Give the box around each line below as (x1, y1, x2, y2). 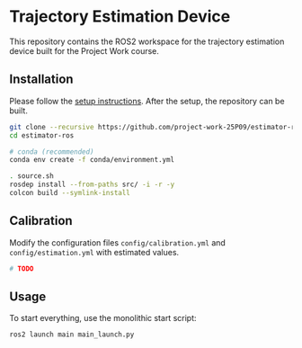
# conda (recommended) (9, 147, 94, 156)
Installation (9, 72, 74, 87)
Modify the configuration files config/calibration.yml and (9, 236, 226, 248)
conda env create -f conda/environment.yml (9, 156, 175, 165)
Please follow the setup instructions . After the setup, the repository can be (9, 95, 285, 106)
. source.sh (9, 172, 54, 181)
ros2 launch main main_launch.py (9, 330, 135, 339)
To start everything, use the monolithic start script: (9, 313, 197, 324)
